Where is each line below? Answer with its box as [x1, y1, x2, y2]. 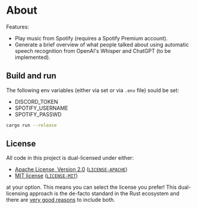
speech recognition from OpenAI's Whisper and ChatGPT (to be [14, 47, 171, 54]
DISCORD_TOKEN [14, 98, 58, 105]
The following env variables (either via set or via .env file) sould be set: [6, 87, 179, 94]
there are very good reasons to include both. [6, 197, 116, 204]
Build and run [6, 71, 56, 81]
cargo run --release [6, 122, 58, 128]
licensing [6, 190, 28, 197]
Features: [6, 23, 30, 30]
